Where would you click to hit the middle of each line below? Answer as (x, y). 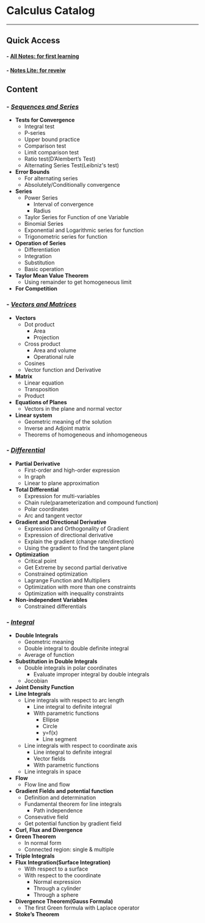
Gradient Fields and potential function (64, 791)
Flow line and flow (47, 784)
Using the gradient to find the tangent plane (79, 548)
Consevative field (46, 817)
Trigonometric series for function (66, 237)
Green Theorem (35, 836)
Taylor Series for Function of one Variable (77, 217)
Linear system (34, 415)
